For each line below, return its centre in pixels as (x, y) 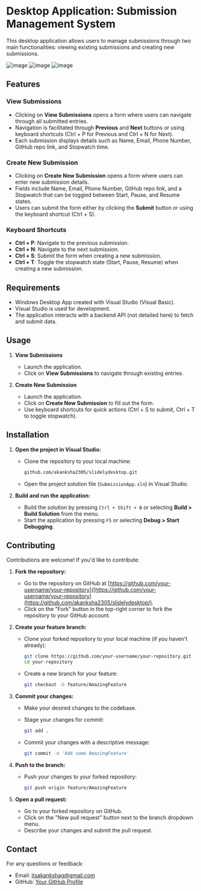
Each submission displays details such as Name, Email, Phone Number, (103, 140)
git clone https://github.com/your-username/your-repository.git (107, 656)
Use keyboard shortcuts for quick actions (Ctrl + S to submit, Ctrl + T (110, 409)
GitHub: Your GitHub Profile (49, 882)
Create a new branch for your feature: (71, 674)
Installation (28, 435)
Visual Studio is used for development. (63, 309)
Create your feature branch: (51, 627)
